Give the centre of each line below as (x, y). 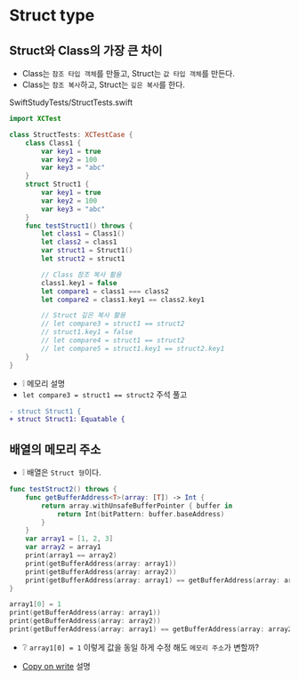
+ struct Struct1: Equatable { (67, 420)
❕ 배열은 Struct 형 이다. (61, 473)
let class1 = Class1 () (83, 234)
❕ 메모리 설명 (43, 383)
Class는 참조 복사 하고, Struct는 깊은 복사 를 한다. (103, 84)
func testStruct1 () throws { (79, 226)
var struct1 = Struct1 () (87, 251)
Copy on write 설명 (56, 666)
